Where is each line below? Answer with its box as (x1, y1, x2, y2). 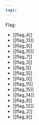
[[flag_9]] (12, 42, 32, 49)
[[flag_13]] (12, 37, 34, 43)
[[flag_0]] (12, 75, 32, 81)
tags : (5, 7, 17, 13)
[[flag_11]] (12, 81, 33, 87)
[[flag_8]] (12, 97, 32, 103)
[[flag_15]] (12, 86, 34, 93)
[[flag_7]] (12, 53, 32, 60)
